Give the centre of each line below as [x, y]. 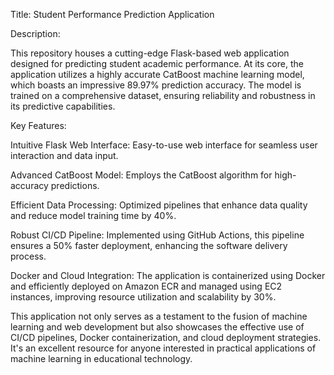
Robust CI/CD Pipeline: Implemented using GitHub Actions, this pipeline [157, 235]
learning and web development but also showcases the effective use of [157, 327]
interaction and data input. [64, 155]
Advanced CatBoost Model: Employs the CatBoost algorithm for [141, 175]
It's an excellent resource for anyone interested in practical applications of [163, 348]
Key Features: [38, 125]
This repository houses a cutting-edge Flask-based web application [150, 53]
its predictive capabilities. [63, 106]
